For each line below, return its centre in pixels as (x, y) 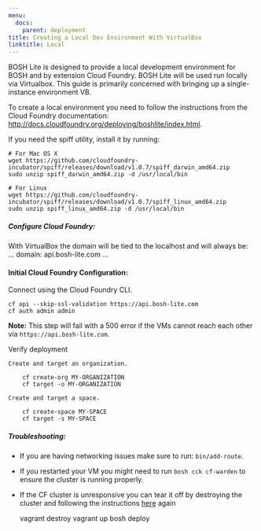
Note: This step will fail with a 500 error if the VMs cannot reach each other (130, 326)
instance (22, 92)
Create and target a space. (54, 398)
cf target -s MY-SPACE (59, 419)
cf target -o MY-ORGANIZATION (72, 385)
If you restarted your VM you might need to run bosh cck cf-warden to (132, 471)
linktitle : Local (37, 45)
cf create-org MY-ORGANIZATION (74, 378)
